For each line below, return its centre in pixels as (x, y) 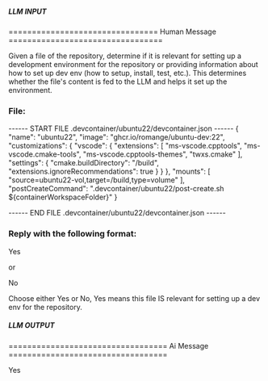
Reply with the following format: (73, 234)
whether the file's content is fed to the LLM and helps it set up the (118, 82)
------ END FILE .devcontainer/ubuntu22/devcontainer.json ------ (117, 213)
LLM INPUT (27, 11)
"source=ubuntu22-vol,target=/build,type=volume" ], (97, 180)
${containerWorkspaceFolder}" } (63, 197)
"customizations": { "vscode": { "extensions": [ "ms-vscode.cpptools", (125, 146)
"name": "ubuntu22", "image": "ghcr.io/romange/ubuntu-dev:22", (117, 137)
